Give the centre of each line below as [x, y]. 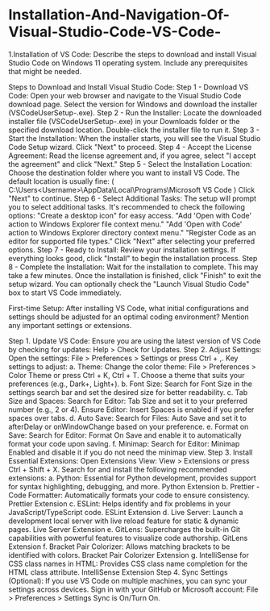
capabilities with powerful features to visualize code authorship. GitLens [128, 538]
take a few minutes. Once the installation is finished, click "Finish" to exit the [135, 275]
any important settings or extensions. [70, 325]
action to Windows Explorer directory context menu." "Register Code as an [132, 232]
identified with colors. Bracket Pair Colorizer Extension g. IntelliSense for [129, 555]
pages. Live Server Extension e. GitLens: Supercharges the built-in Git [124, 529]
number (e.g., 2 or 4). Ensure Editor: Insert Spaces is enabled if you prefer [131, 409]
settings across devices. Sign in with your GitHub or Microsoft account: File [133, 589]
